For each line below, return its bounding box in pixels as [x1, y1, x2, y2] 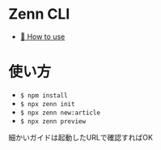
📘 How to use [19, 32, 66, 41]
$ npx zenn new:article [19, 109, 101, 117]
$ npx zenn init [19, 100, 75, 108]
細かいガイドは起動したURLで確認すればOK [8, 132, 154, 142]
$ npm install [19, 91, 68, 100]
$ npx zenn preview [19, 117, 87, 126]
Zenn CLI [8, 5, 70, 24]
